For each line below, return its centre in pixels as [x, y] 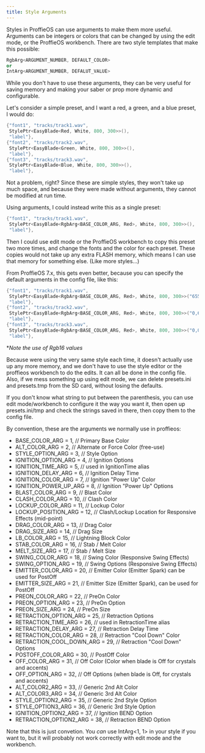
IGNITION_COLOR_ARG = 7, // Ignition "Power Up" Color [85, 479]
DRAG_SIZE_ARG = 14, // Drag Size [59, 531]
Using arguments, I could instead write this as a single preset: [84, 208]
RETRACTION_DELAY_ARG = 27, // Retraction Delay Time [87, 628]
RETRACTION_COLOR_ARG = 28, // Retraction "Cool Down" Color [97, 635]
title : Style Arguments [37, 12]
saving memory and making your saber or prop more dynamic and [89, 90]
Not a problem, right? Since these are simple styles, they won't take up [95, 183]
